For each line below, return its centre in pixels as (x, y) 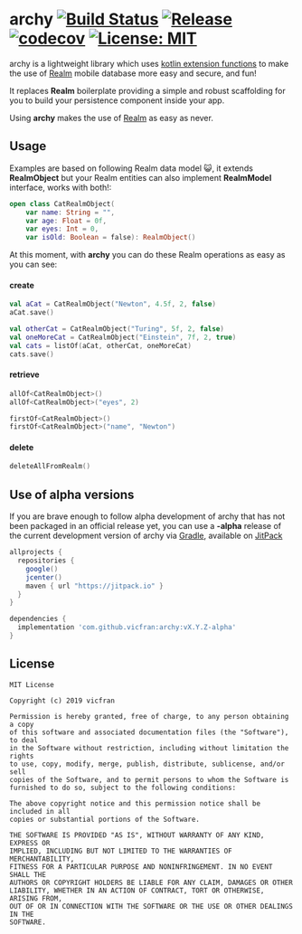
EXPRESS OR (30, 843)
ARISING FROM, (36, 898)
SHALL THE (28, 874)
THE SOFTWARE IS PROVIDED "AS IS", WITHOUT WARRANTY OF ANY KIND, (137, 835)
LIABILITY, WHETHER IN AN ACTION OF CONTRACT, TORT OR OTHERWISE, (137, 891)
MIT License (32, 684)
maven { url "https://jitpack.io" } (95, 586)
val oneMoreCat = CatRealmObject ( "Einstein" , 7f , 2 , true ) (123, 337)
